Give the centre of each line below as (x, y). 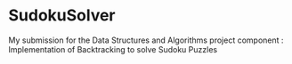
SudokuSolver (62, 16)
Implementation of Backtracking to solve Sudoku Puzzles (113, 49)
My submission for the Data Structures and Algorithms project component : (146, 40)
